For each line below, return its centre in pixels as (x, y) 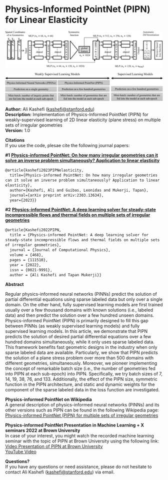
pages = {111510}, (29, 260)
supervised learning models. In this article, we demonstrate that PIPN (76, 331)
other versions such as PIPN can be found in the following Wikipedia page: (82, 410)
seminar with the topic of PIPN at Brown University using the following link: (82, 441)
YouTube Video (21, 451)
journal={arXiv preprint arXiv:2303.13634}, (57, 195)
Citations (15, 140)
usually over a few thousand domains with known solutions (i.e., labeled (79, 310)
